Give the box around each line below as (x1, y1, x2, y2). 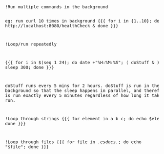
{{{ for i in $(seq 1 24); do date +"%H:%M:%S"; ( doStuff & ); (5, 60, 163, 65)
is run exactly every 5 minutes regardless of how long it (5, 93, 150, 98)
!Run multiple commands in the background (5, 4, 108, 9)
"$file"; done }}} (5, 144, 49, 150)
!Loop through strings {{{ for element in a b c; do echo (5, 116, 147, 121)
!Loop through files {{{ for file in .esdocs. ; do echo (5, 139, 142, 145)
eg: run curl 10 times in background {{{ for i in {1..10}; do (5, 18, 160, 23)
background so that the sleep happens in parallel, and (5, 88, 142, 93)
